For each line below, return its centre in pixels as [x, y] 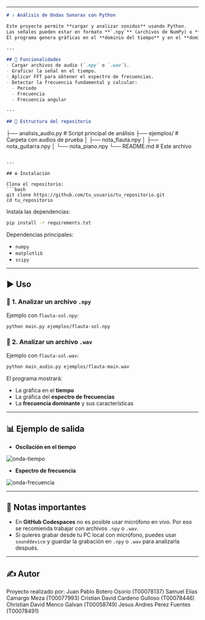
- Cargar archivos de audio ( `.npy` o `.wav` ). [68, 65]
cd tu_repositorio [30, 200]
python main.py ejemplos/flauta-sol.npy [59, 326]
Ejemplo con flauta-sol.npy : [43, 315]
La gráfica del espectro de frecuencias [65, 397]
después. [27, 548]
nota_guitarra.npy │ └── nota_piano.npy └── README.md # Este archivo [99, 146]
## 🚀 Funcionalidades [34, 60]
